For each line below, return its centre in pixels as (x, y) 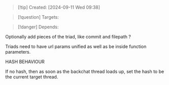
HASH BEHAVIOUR (25, 62)
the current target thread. (32, 77)
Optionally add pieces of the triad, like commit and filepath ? (68, 37)
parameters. (18, 52)
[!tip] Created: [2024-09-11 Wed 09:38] (59, 7)
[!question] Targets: (38, 17)
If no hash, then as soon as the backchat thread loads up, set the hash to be (85, 71)
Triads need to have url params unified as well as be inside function (76, 47)
